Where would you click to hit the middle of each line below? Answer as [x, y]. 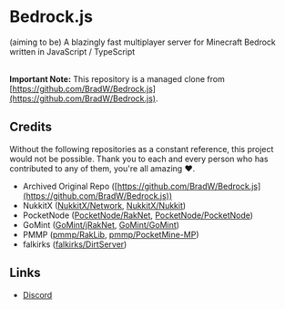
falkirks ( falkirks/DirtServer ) [75, 244]
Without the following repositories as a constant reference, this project [142, 149]
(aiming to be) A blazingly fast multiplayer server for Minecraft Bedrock [142, 42]
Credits [31, 127]
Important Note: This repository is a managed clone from [117, 78]
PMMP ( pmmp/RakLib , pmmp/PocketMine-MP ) [111, 234]
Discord [37, 294]
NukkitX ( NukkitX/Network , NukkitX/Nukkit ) [104, 205]
